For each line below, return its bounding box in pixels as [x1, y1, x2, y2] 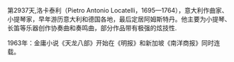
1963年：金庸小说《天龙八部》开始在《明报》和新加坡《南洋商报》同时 [7, 39, 214, 47]
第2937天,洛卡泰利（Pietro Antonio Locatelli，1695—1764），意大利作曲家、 [7, 6, 228, 14]
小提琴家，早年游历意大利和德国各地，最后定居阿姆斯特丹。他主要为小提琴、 [7, 15, 231, 23]
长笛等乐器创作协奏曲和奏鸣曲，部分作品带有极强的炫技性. [7, 24, 177, 32]
